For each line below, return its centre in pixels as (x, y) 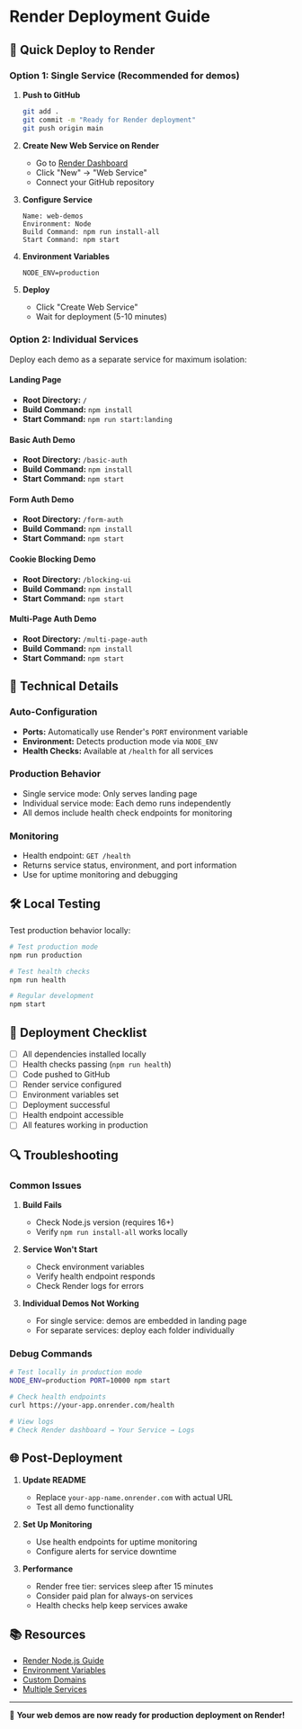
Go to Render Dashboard (82, 163)
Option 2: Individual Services (74, 339)
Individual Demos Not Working (80, 1303)
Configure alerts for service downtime (106, 1551)
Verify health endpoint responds (95, 1276)
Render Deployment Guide (110, 17)
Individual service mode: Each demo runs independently (127, 803)
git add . (41, 111)
